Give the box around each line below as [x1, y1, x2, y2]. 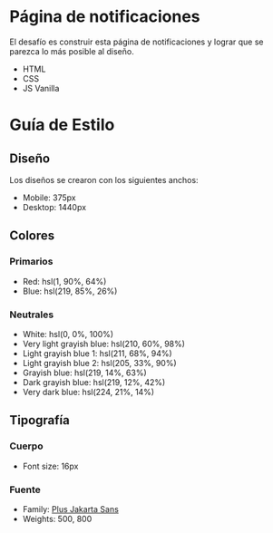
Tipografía [9, 412, 70, 428]
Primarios [9, 256, 54, 268]
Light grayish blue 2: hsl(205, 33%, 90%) [22, 357, 177, 368]
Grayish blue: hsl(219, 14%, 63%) [22, 367, 147, 378]
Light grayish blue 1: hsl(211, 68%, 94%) [22, 347, 172, 359]
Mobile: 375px [22, 192, 76, 203]
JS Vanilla [22, 82, 60, 93]
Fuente [9, 483, 41, 496]
